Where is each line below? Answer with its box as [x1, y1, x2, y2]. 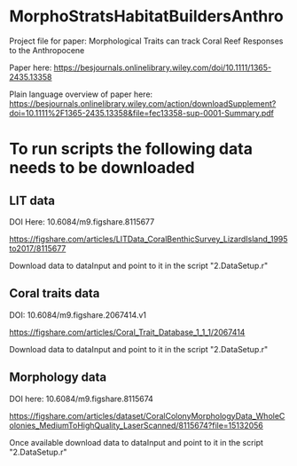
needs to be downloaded [9, 158, 195, 178]
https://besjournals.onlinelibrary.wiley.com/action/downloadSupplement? [9, 98, 277, 108]
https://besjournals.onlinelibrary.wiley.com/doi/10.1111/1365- [53, 62, 272, 73]
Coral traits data [9, 286, 100, 301]
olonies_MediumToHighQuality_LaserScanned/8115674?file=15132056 [9, 420, 264, 430]
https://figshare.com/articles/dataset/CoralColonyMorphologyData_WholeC [9, 410, 285, 421]
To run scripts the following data [9, 139, 253, 159]
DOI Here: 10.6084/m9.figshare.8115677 [9, 216, 155, 227]
